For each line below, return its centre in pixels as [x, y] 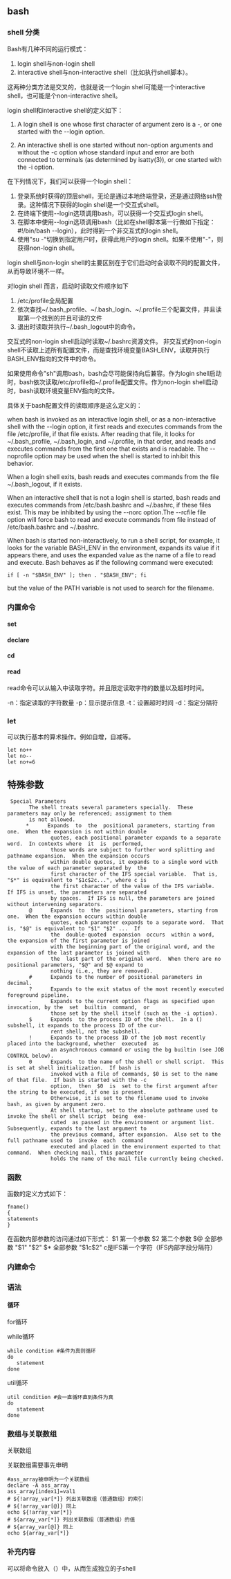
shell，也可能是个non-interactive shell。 [64, 96]
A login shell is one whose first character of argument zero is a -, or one [120, 124]
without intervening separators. [55, 904]
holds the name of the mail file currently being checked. [138, 1159]
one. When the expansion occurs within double [77, 917]
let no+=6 [21, 762]
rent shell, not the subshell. [95, 1031]
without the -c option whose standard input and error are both [106, 152]
